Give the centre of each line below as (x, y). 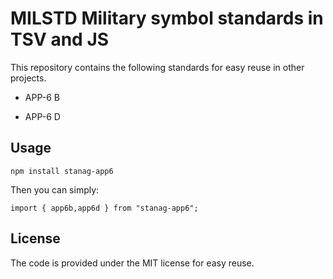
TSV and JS (60, 39)
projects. (28, 78)
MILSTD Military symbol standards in (167, 18)
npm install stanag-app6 (62, 171)
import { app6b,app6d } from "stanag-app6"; (104, 208)
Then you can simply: (55, 189)
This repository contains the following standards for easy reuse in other (157, 67)
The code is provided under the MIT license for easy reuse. (132, 263)
